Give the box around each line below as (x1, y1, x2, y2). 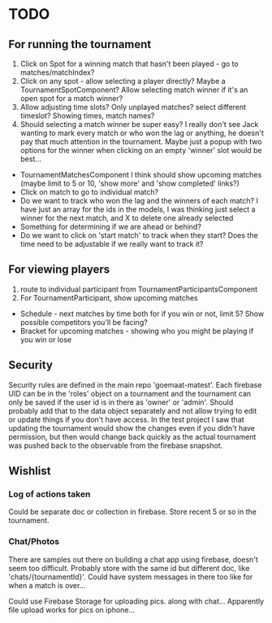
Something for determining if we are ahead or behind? (19, 222, 201, 231)
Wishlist (8, 464, 51, 478)
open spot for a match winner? (19, 94, 123, 103)
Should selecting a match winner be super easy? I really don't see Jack (19, 120, 259, 129)
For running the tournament (8, 37, 152, 51)
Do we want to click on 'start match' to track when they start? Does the (19, 230, 258, 240)
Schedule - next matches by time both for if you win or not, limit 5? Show (19, 309, 265, 318)
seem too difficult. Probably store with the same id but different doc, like (8, 563, 250, 573)
